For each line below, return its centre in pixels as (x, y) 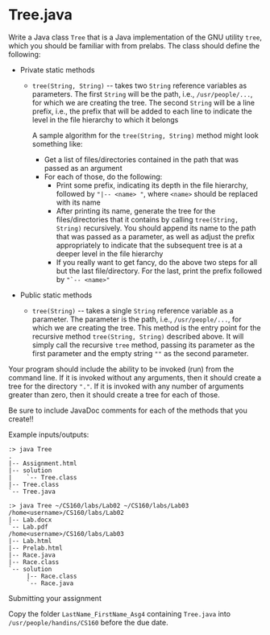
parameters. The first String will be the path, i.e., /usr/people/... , (142, 93)
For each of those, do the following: (103, 176)
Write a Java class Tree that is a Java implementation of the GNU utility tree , (135, 37)
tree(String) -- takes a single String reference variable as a (133, 310)
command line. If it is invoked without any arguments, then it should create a (135, 377)
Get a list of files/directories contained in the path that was (141, 160)
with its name (78, 202)
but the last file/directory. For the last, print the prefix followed (159, 271)
